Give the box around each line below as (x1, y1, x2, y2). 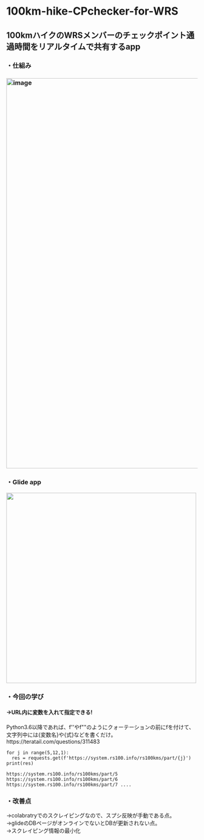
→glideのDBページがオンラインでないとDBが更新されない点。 (6, 819, 161, 827)
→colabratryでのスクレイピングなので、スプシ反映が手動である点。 (6, 812, 175, 819)
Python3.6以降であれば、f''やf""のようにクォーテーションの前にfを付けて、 (6, 723, 195, 730)
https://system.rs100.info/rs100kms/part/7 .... (6, 782, 132, 788)
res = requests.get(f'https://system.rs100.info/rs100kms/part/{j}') (12, 755, 191, 761)
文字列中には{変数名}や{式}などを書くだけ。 (6, 731, 117, 738)
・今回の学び (6, 693, 44, 701)
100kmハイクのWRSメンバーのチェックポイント (6, 30, 187, 40)
